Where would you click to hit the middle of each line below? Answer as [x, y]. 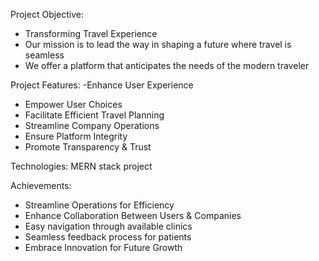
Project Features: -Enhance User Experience [102, 85]
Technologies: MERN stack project [81, 166]
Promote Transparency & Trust [88, 147]
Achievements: [41, 185]
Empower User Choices [73, 104]
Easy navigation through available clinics [108, 226]
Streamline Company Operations [92, 125]
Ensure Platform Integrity [76, 136]
